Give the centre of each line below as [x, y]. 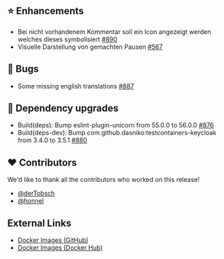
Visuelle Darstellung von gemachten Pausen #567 [90, 47]
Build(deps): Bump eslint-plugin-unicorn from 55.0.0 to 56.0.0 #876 [116, 125]
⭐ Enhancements [46, 11]
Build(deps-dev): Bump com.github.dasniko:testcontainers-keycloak [117, 133]
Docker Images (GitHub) [53, 240]
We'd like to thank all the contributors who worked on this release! [104, 180]
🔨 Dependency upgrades [63, 109]
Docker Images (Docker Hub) [60, 248]
